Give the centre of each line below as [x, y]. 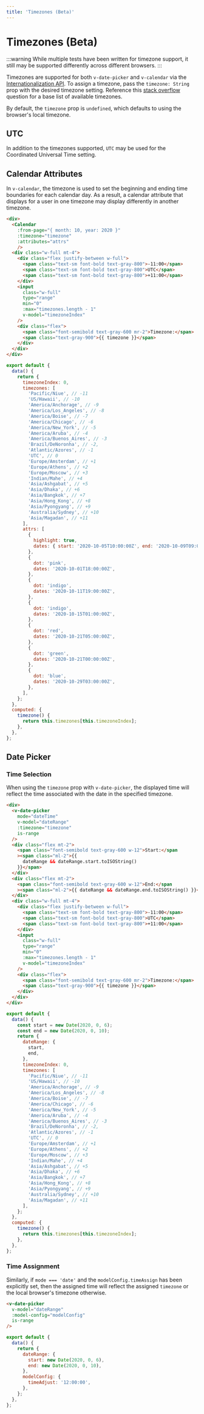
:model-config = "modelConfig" [49, 1315]
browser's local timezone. [39, 114]
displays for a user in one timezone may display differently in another [93, 202]
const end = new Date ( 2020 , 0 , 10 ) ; [64, 1031]
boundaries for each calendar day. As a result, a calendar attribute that [95, 195]
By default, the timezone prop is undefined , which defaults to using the [94, 108]
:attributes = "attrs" [43, 241]
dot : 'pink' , [50, 563]
